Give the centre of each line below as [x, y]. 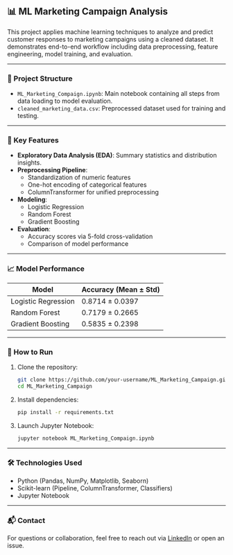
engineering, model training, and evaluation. [70, 53]
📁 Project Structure [40, 78]
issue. [16, 546]
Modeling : [32, 199]
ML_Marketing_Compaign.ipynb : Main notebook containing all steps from [118, 94]
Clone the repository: [48, 367]
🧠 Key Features [33, 140]
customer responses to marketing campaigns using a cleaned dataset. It [110, 39]
